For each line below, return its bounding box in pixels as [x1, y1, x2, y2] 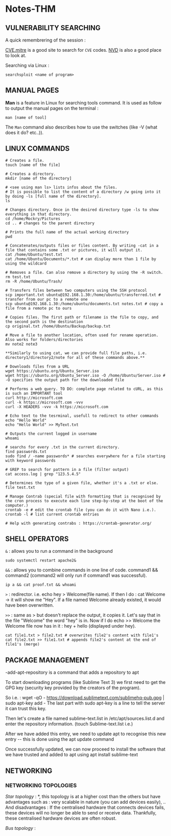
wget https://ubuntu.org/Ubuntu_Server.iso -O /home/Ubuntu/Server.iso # [5, 373, 166, 378]
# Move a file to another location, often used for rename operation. [5, 332, 159, 338]
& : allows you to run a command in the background [5, 548, 113, 554]
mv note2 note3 [5, 341, 38, 347]
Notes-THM [5, 3, 56, 15]
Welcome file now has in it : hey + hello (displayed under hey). [5, 623, 136, 629]
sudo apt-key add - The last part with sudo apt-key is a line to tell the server [5, 700, 165, 706]
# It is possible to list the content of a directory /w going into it [5, 189, 161, 195]
